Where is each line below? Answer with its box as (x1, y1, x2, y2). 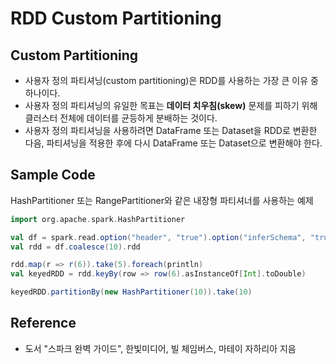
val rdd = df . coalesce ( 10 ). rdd (10, 242, 141, 252)
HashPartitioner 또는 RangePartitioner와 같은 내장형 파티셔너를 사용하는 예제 (10, 194, 314, 206)
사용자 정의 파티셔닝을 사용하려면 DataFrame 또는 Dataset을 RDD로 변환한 (24, 125, 318, 136)
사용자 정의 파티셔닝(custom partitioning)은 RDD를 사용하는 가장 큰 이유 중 (24, 75, 319, 86)
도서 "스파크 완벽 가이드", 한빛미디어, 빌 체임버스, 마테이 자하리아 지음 (24, 342, 297, 354)
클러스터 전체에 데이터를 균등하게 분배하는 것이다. (24, 112, 218, 124)
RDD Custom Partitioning (10, 7, 222, 30)
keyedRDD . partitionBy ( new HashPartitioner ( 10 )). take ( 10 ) (10, 287, 253, 297)
